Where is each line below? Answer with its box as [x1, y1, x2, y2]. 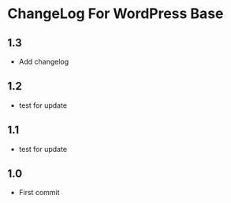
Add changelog [18, 57, 69, 66]
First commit [18, 188, 60, 197]
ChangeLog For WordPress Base [7, 5, 224, 23]
